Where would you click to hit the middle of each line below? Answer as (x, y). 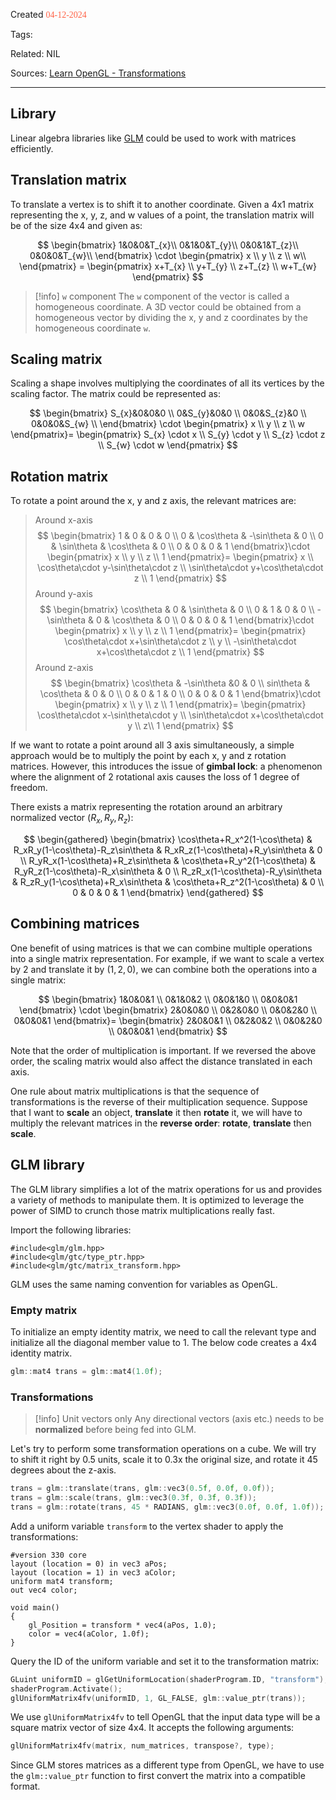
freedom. (29, 788)
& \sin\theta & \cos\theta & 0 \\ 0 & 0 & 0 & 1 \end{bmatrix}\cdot (180, 546)
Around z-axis (64, 668)
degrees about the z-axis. (63, 1470)
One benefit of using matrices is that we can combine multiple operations (161, 948)
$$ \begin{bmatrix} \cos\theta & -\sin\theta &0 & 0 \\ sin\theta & (180, 683)
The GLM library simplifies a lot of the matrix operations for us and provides (166, 1189)
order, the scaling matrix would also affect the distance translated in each (161, 1061)
